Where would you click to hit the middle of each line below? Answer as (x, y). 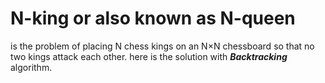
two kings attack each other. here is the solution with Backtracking (149, 56)
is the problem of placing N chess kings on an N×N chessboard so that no (162, 46)
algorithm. (31, 67)
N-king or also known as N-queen (153, 18)
